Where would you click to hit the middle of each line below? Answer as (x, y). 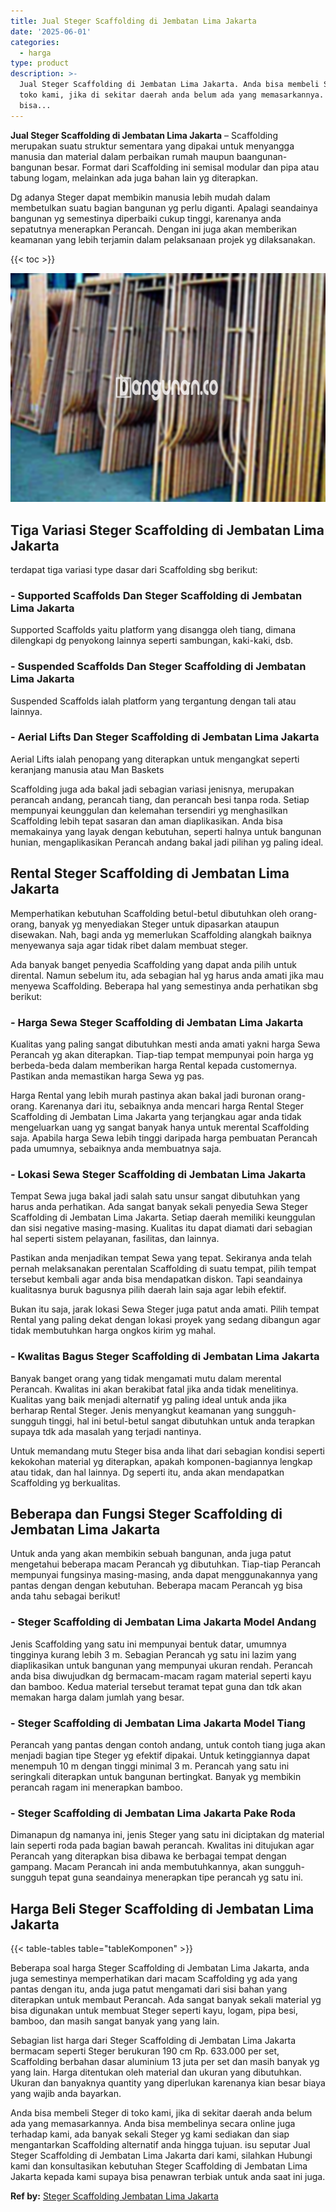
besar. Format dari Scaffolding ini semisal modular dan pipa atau (187, 167)
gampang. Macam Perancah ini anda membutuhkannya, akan (136, 1867)
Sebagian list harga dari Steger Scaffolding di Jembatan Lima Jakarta (153, 2041)
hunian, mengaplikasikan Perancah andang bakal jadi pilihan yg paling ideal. (167, 842)
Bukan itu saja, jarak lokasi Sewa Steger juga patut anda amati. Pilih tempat (165, 1309)
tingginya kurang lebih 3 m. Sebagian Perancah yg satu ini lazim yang (153, 1654)
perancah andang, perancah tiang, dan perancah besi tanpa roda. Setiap (160, 799)
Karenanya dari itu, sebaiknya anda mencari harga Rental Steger (172, 1106)
